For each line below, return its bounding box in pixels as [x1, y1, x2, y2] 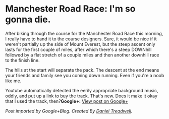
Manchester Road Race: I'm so [5, 3, 136, 15]
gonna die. [5, 14, 51, 25]
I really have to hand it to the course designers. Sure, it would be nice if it [5, 36, 157, 42]
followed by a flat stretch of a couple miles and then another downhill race [5, 51, 159, 58]
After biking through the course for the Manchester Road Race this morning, [5, 30, 163, 36]
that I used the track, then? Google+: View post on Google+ [5, 98, 129, 104]
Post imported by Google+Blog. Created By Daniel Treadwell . [5, 108, 133, 114]
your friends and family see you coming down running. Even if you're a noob [5, 72, 164, 78]
